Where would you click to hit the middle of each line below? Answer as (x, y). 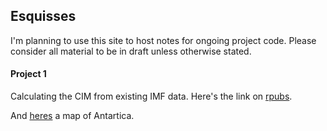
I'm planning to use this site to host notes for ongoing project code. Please (163, 40)
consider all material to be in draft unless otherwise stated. (131, 51)
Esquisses (43, 16)
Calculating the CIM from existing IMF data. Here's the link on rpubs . (151, 96)
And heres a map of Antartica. (72, 116)
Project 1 (28, 74)
